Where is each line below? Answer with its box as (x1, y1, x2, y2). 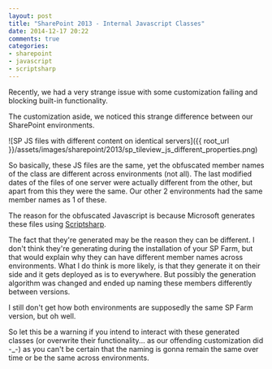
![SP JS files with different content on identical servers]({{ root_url (8, 136, 230, 145)
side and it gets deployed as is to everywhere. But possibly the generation (8, 269, 257, 279)
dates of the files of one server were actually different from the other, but (8, 177, 253, 187)
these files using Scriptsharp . (8, 219, 107, 228)
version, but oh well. (8, 310, 76, 321)
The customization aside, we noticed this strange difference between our (8, 111, 253, 121)
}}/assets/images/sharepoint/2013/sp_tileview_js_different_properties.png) (8, 144, 258, 154)
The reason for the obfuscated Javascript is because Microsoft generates (8, 211, 256, 220)
